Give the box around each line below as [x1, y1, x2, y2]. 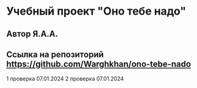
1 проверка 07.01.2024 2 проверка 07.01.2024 [6, 75, 124, 82]
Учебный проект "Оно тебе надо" [6, 4, 187, 18]
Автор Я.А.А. [6, 29, 59, 39]
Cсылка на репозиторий [6, 49, 104, 59]
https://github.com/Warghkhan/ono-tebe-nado [6, 59, 191, 69]
